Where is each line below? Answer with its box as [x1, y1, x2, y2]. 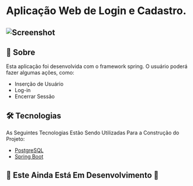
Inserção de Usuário [14, 80, 64, 87]
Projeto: [6, 136, 25, 143]
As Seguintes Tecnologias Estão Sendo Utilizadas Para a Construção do [6, 129, 180, 136]
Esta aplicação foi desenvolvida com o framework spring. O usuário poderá [6, 63, 188, 70]
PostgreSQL [14, 147, 44, 154]
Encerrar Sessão [14, 93, 55, 100]
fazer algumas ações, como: [6, 69, 75, 76]
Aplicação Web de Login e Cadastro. [6, 4, 187, 18]
